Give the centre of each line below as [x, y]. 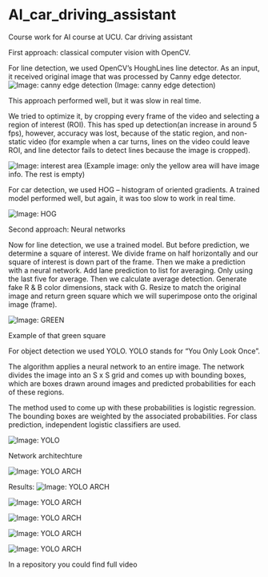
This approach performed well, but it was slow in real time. [105, 100]
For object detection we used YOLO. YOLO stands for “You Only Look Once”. [134, 351]
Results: [22, 486]
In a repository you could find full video [73, 564]
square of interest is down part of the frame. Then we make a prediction [127, 261]
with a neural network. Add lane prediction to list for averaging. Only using [131, 270]
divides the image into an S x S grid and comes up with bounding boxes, [127, 375]
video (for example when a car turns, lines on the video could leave [139, 141]
